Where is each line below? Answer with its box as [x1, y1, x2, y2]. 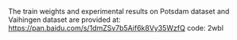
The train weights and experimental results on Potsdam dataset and [8, 7, 230, 16]
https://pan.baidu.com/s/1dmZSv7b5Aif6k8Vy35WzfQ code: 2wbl [8, 24, 224, 32]
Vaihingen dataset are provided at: [8, 15, 121, 24]
